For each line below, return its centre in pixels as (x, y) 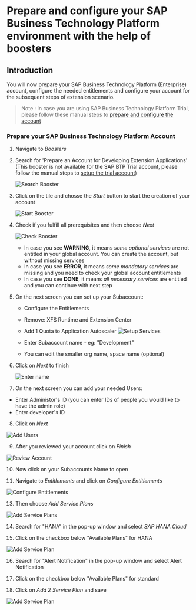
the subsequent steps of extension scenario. (61, 97)
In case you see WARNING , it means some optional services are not (107, 248)
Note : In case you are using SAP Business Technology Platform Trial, (105, 108)
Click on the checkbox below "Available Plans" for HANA (84, 538)
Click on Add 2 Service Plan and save (61, 590)
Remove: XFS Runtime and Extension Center (78, 320)
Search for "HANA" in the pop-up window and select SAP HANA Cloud (101, 527)
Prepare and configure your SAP (87, 11)
